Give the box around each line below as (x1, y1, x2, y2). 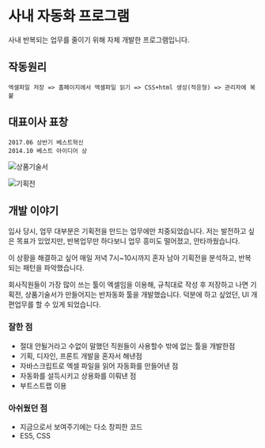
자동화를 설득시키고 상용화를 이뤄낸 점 (19, 370, 137, 381)
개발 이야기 (8, 204, 59, 217)
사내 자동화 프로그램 (8, 7, 131, 25)
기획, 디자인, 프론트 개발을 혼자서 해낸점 (19, 350, 142, 361)
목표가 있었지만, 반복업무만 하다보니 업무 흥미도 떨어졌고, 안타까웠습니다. (16, 236, 240, 246)
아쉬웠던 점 (8, 402, 48, 413)
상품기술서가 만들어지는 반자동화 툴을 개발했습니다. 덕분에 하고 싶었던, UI (25, 290, 249, 300)
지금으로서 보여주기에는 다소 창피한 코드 (19, 422, 143, 431)
